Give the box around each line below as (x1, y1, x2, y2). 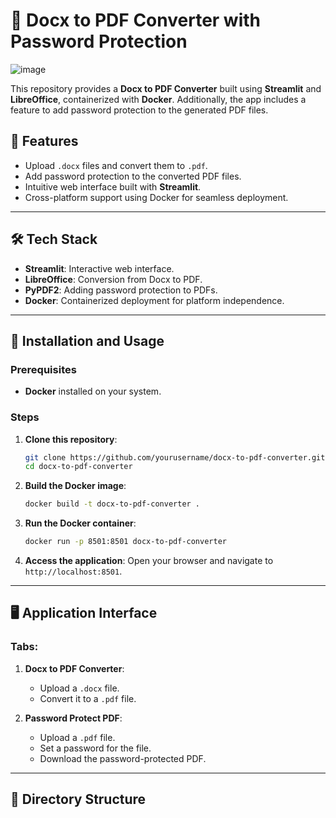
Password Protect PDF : (24, 712, 123, 724)
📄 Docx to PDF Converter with (10, 9, 261, 32)
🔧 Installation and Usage (10, 332, 165, 349)
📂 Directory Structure (10, 791, 147, 808)
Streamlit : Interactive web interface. (24, 262, 175, 274)
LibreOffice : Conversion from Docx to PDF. (24, 273, 203, 285)
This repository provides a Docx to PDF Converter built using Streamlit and (10, 82, 322, 94)
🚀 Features (10, 133, 79, 150)
